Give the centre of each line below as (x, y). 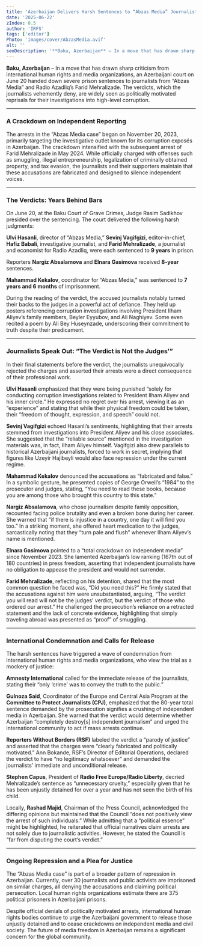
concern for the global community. (49, 937)
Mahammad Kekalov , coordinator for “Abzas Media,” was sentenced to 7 (97, 280)
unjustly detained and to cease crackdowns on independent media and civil (100, 924)
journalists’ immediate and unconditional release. (67, 765)
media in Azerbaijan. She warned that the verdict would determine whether (99, 715)
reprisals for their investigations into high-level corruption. (78, 100)
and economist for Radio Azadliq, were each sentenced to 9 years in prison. (100, 251)
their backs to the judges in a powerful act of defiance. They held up (91, 305)
